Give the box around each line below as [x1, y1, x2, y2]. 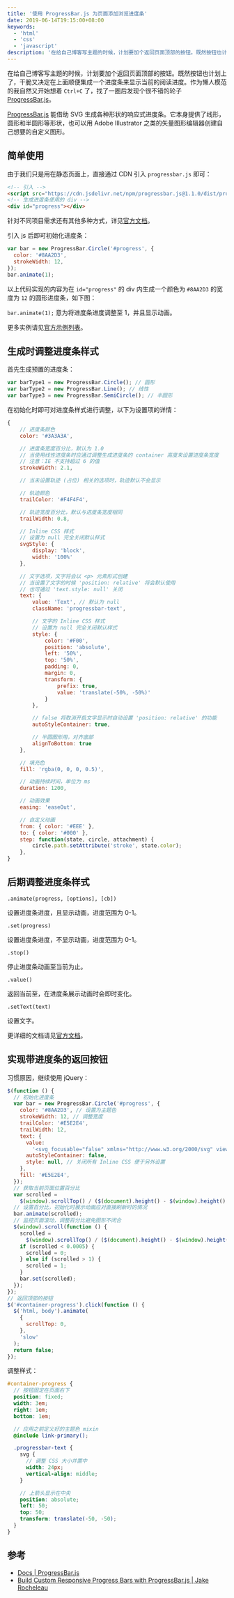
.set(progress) [7, 922, 52, 929]
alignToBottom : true [32, 740, 92, 747]
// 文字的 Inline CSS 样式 [32, 618, 106, 625]
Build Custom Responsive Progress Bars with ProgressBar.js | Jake [17, 1576, 209, 1584]
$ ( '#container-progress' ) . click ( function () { [7, 1301, 145, 1308]
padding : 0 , [44, 663, 79, 670]
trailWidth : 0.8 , [19, 515, 70, 522]
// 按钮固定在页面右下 [13, 1387, 70, 1394]
